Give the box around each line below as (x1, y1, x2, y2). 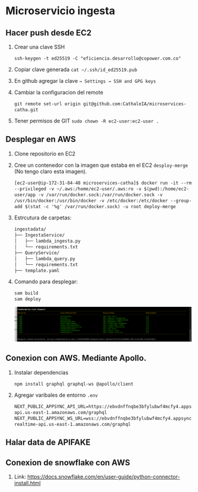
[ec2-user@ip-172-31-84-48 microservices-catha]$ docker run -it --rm (14, 180, 192, 186)
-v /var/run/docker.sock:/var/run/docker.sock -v (38, 192, 163, 198)
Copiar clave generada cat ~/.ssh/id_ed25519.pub (14, 66, 137, 73)
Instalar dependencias (14, 368, 69, 376)
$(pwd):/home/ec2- (144, 186, 190, 192)
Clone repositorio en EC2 (14, 150, 76, 157)
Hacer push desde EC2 (5, 28, 92, 38)
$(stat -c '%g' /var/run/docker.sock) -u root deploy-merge (25, 203, 176, 209)
